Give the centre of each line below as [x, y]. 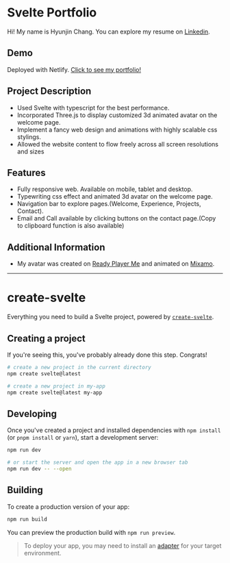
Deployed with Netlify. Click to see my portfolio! [74, 69]
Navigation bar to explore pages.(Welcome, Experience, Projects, [109, 204]
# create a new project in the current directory [79, 367]
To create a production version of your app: [68, 506]
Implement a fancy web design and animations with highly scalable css [117, 129]
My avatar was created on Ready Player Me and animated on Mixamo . [116, 264]
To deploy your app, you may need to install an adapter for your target [123, 545]
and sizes [30, 151]
